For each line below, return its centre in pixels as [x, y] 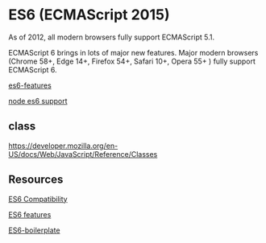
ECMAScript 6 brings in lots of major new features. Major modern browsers [133, 52]
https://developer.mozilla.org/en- [63, 146]
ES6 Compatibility [38, 199]
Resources [36, 180]
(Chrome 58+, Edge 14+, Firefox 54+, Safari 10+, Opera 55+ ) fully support [132, 61]
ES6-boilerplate [34, 230]
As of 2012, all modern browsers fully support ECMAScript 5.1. [112, 37]
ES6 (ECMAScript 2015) [89, 15]
